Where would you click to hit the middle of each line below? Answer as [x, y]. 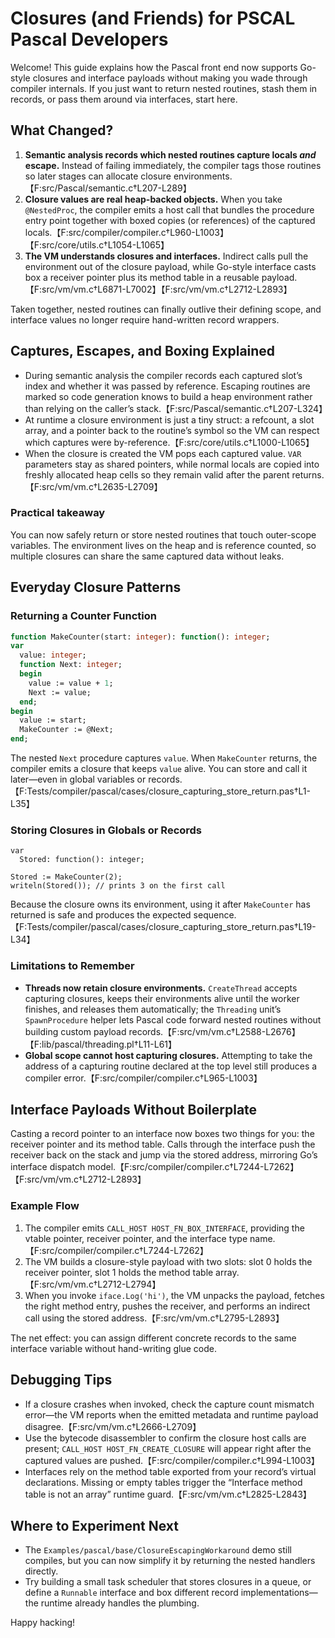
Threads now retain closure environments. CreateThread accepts [161, 988]
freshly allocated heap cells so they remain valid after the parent [157, 474]
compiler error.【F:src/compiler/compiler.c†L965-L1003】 [143, 1078]
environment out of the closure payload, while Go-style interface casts [170, 266]
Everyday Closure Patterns [96, 587]
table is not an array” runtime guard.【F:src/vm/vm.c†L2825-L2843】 [168, 1494]
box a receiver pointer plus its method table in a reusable [142, 277]
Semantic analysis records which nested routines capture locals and [170, 154]
